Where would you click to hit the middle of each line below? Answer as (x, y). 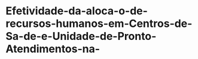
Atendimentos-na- (53, 49)
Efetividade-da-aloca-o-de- (77, 11)
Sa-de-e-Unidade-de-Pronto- (81, 36)
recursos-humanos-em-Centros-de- (99, 24)
